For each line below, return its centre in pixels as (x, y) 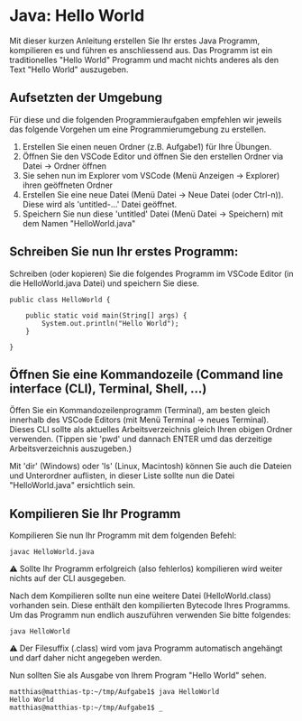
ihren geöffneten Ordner (68, 185)
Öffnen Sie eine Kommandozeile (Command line (146, 374)
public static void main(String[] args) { (106, 315)
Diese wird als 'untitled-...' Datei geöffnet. (100, 204)
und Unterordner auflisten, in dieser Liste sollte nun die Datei (122, 476)
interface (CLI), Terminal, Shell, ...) (108, 388)
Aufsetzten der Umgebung (86, 98)
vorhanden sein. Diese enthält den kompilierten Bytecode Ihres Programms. (150, 605)
